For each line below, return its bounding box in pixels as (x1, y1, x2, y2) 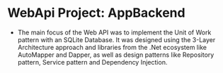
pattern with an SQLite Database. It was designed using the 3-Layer (17, 35, 216, 44)
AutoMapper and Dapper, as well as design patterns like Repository (17, 51, 215, 59)
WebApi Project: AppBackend (7, 5, 185, 21)
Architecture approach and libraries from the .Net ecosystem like (17, 43, 207, 51)
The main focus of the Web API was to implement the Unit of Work (17, 28, 212, 36)
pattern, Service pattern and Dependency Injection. (17, 58, 168, 66)
